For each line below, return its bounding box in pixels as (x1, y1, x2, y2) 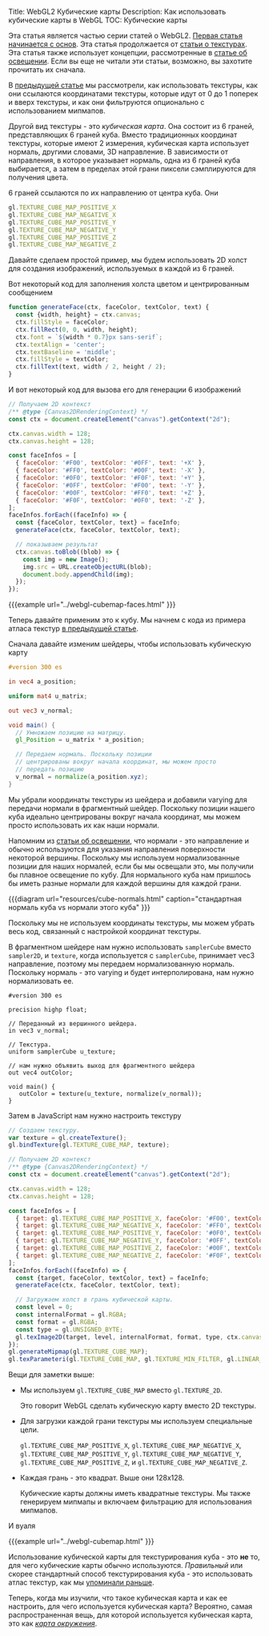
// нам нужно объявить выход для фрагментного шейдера (8, 1062, 195, 1070)
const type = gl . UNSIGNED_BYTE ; (15, 1325, 124, 1333)
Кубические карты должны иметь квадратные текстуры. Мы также (19, 1489, 251, 1498)
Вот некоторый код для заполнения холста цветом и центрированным (8, 280, 250, 289)
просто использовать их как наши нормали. (8, 820, 160, 830)
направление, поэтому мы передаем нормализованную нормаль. (8, 959, 235, 969)
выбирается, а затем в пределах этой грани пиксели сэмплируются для (8, 164, 256, 173)
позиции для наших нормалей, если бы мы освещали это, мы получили (8, 861, 254, 871)
